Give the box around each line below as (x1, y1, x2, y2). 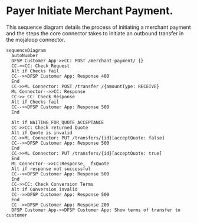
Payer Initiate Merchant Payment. (6, 4, 173, 18)
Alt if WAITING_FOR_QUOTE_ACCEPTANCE (11, 119, 104, 125)
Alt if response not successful (11, 166, 91, 172)
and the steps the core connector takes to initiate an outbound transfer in (6, 29, 184, 36)
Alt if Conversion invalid (11, 187, 78, 192)
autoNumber (11, 52, 38, 58)
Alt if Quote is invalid (11, 129, 73, 136)
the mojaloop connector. (6, 36, 65, 43)
